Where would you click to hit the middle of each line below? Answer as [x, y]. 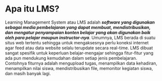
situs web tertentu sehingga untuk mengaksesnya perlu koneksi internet [77, 42]
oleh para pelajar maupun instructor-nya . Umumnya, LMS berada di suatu [80, 38]
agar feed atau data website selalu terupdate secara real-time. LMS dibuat [79, 48]
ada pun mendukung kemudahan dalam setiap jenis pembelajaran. [71, 58]
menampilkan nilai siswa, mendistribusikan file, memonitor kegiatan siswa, [79, 68]
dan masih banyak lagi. [28, 73]
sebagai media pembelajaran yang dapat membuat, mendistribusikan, [78, 27]
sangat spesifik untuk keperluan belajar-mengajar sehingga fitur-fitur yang [79, 53]
